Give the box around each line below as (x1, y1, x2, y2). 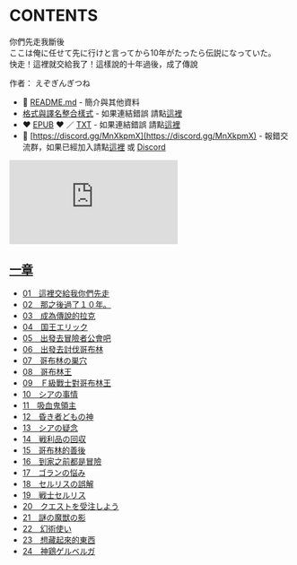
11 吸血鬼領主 (22, 400, 77, 411)
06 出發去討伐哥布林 (22, 343, 104, 354)
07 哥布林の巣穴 (22, 355, 88, 366)
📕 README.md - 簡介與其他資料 (22, 96, 141, 108)
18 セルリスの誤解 (22, 478, 94, 489)
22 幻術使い (22, 523, 72, 534)
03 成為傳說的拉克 (22, 310, 96, 321)
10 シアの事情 (22, 388, 79, 399)
